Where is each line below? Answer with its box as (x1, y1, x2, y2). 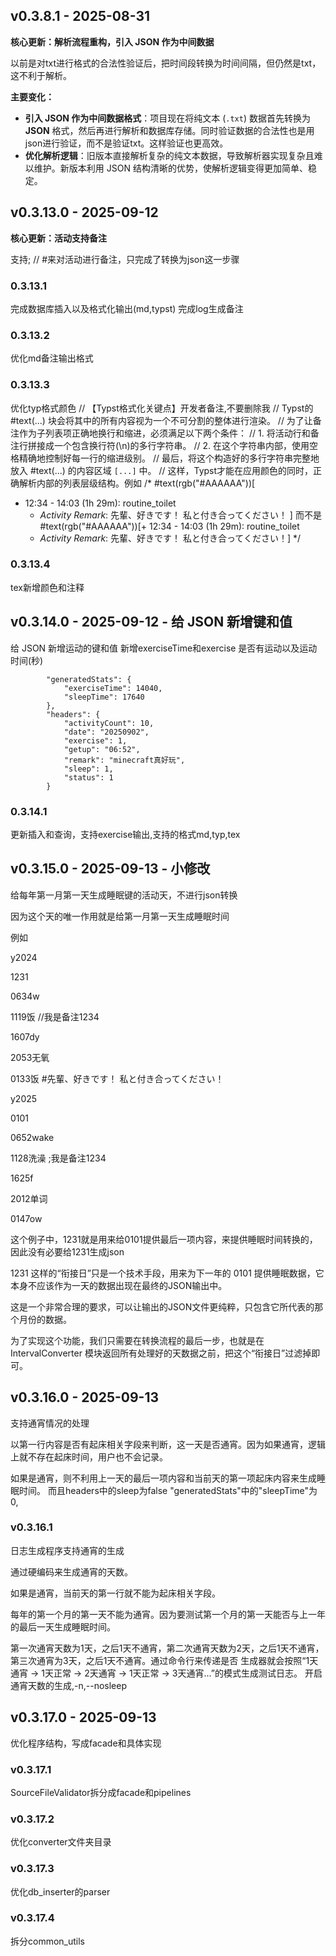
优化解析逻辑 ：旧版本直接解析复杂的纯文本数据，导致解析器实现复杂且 (24, 149, 315, 161)
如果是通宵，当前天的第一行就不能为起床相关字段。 (10, 1587, 221, 1599)
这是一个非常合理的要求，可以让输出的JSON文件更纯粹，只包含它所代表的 (10, 1300, 315, 1313)
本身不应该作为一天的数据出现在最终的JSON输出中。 (10, 1279, 228, 1291)
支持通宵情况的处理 (10, 1417, 90, 1429)
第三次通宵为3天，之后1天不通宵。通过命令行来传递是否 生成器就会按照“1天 (10, 1654, 319, 1666)
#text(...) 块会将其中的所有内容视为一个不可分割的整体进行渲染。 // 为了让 (10, 414, 313, 426)
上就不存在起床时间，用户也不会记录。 (10, 1450, 168, 1463)
